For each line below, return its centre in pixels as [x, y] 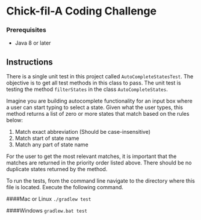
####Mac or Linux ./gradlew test [49, 199]
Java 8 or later [33, 43]
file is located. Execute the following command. [65, 187]
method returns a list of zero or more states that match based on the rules [98, 114]
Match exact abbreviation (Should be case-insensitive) [82, 132]
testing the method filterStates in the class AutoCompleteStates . [87, 89]
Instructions [29, 62]
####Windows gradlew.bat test [47, 211]
